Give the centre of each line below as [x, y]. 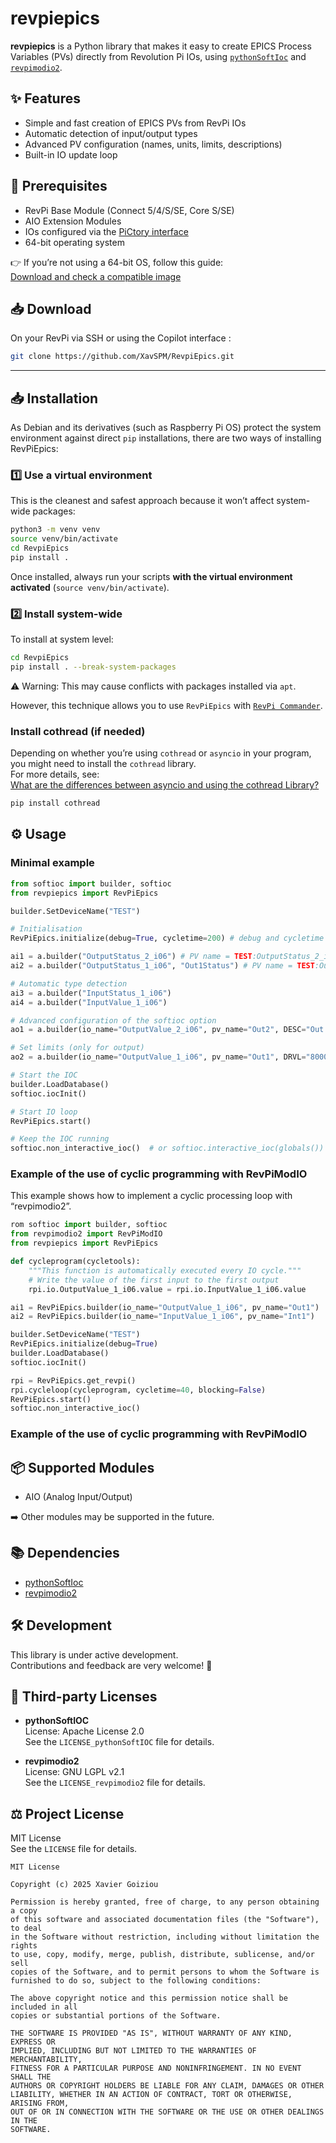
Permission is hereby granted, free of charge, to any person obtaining [165, 1902]
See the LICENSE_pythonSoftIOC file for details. [119, 1742]
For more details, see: [55, 774]
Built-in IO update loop [71, 154]
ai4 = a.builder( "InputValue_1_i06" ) [89, 1002]
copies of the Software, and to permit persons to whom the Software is [165, 1972]
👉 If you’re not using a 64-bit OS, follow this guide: [117, 262]
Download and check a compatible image [96, 276]
